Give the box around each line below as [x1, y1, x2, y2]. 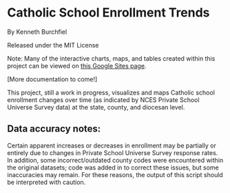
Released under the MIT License [7, 41, 99, 49]
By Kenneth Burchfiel [7, 28, 67, 36]
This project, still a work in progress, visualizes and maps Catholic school [7, 88, 216, 96]
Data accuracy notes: [7, 123, 101, 135]
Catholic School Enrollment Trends [7, 5, 210, 21]
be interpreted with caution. [7, 178, 86, 186]
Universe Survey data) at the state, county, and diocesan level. [7, 103, 185, 111]
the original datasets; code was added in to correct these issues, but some [7, 163, 219, 172]
